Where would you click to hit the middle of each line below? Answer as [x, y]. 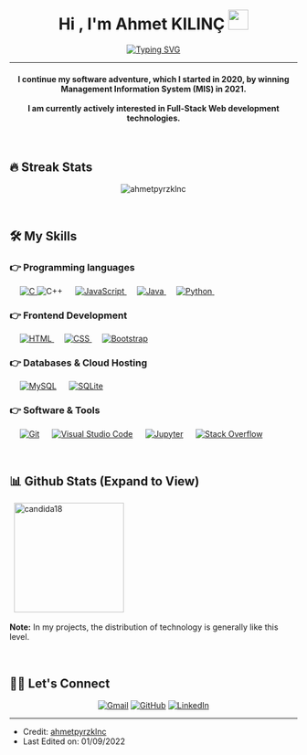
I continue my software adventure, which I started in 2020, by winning [153, 79]
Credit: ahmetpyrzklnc [64, 732]
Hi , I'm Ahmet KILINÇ [142, 24]
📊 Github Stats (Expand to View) [105, 481]
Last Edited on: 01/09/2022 [74, 741]
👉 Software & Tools [55, 410]
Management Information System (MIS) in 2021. [153, 89]
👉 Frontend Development [69, 315]
